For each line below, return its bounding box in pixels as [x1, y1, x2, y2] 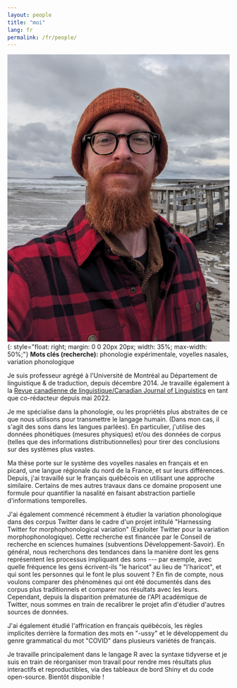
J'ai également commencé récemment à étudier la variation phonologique [7, 510, 222, 519]
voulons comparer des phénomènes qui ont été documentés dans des [7, 578, 212, 586]
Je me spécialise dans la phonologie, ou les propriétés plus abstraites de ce [7, 407, 228, 416]
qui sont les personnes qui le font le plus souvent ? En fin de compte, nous [7, 570, 224, 579]
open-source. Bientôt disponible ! [7, 672, 104, 682]
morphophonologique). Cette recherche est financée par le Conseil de [7, 532, 212, 541]
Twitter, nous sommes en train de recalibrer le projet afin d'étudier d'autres [7, 600, 226, 609]
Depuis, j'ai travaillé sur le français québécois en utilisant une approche [7, 474, 215, 482]
